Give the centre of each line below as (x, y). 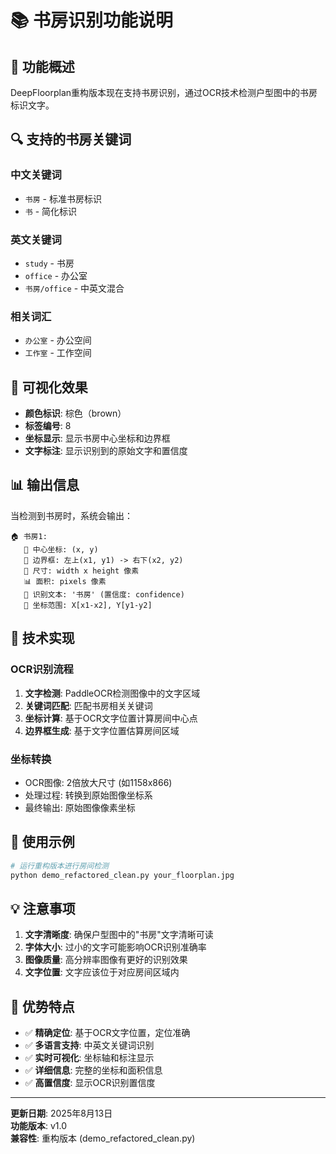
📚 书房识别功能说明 (92, 20)
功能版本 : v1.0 (39, 1126)
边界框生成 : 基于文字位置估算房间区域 (102, 730)
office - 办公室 (56, 275)
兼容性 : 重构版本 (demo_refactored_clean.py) (103, 1138)
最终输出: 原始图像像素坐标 (80, 807)
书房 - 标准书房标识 (63, 198)
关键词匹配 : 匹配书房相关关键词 (88, 705)
